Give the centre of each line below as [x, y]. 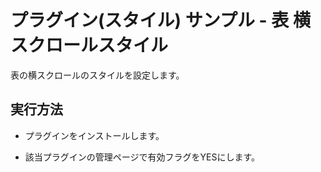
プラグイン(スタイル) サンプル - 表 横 [160, 20]
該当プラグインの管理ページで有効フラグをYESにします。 [142, 157]
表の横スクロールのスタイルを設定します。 [97, 75]
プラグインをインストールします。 [94, 135]
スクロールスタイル [89, 45]
